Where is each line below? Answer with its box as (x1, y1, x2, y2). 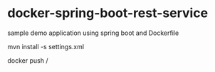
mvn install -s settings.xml (7, 42, 84, 51)
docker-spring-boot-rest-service (7, 5, 209, 21)
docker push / (7, 56, 48, 65)
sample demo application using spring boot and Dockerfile (7, 29, 179, 37)
